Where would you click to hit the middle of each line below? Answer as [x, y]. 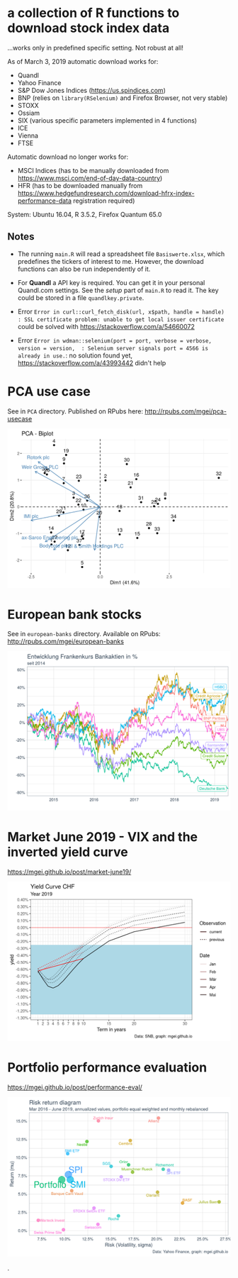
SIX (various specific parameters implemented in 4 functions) [107, 120]
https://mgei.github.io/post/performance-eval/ [75, 1087]
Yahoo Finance [39, 82]
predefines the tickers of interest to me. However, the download [110, 261]
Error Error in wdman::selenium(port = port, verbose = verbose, [115, 340]
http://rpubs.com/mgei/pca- [186, 411]
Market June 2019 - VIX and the [103, 837]
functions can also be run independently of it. [84, 269]
